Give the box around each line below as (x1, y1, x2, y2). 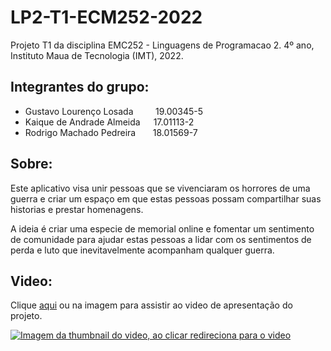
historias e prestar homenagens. (10, 203, 144, 215)
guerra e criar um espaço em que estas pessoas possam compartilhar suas (10, 192, 322, 205)
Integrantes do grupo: (10, 79, 150, 96)
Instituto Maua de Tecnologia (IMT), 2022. (10, 49, 184, 61)
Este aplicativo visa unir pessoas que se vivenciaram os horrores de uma (10, 182, 311, 194)
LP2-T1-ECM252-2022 (10, 6, 203, 29)
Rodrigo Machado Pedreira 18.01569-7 (24, 126, 198, 138)
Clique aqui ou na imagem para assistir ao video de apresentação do (10, 299, 293, 311)
